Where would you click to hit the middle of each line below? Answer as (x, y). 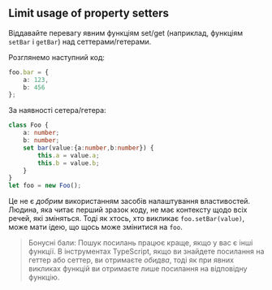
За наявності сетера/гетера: (58, 110)
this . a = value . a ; (69, 155)
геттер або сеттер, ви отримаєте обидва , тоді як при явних (131, 260)
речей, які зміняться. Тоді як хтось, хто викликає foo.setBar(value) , (127, 219)
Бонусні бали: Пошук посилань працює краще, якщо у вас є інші (140, 243)
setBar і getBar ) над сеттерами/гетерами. (80, 41)
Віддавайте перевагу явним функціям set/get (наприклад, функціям (126, 32)
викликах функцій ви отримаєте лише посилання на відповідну (138, 269)
